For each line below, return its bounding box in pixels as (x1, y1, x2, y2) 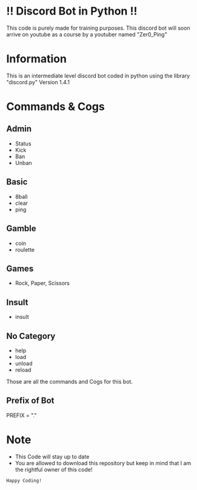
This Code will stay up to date (15, 453, 90, 460)
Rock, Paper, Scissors (15, 280, 70, 287)
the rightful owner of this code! (15, 466, 93, 473)
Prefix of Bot (6, 395, 55, 406)
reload (15, 366, 32, 374)
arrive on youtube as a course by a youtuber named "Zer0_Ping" (6, 30, 168, 38)
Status (15, 139, 32, 147)
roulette (15, 246, 35, 253)
